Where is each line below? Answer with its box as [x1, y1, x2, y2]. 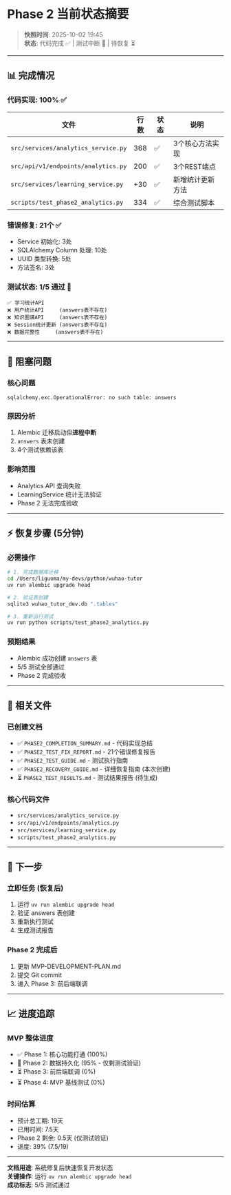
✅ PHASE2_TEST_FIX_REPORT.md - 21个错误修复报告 [16, 747, 156, 756]
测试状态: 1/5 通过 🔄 [7, 282, 72, 292]
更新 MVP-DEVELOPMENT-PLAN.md [16, 962, 122, 970]
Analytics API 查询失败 [16, 481, 81, 490]
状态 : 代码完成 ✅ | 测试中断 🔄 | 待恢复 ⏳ [23, 39, 135, 47]
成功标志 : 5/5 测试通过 [7, 1181, 70, 1189]
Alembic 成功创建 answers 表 [16, 654, 98, 662]
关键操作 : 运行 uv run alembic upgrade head [7, 1172, 132, 1180]
